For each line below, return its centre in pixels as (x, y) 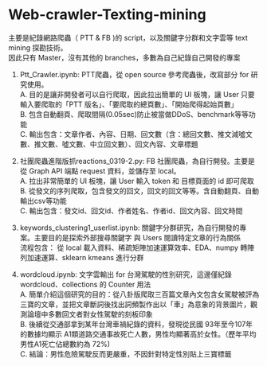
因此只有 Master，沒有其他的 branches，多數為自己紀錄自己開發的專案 (124, 57)
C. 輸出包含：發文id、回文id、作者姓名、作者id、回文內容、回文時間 (131, 210)
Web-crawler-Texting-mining (107, 15)
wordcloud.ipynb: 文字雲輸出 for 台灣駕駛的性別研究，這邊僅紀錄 (126, 274)
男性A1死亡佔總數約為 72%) (65, 344)
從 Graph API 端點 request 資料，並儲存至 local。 (100, 171)
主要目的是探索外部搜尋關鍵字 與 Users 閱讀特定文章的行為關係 (137, 237)
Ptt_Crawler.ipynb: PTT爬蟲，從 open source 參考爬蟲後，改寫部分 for (134, 74)
